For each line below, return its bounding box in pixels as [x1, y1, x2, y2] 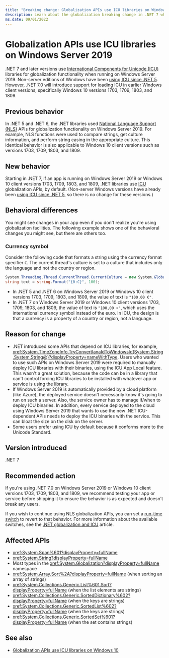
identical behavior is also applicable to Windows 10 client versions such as [5, 142, 159, 148]
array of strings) [12, 576, 46, 582]
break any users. [5, 501, 40, 507]
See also [5, 634, 33, 642]
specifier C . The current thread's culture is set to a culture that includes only [5, 260, 162, 266]
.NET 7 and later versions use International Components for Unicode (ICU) [5, 66, 159, 72]
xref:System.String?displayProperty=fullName [12, 555, 108, 561]
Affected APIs [5, 536, 50, 545]
